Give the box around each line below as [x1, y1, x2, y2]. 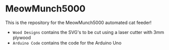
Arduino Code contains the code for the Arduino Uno [12, 39, 122, 45]
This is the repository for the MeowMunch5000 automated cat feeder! [5, 19, 152, 25]
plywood [12, 34, 31, 40]
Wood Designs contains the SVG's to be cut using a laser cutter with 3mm [12, 29, 164, 35]
